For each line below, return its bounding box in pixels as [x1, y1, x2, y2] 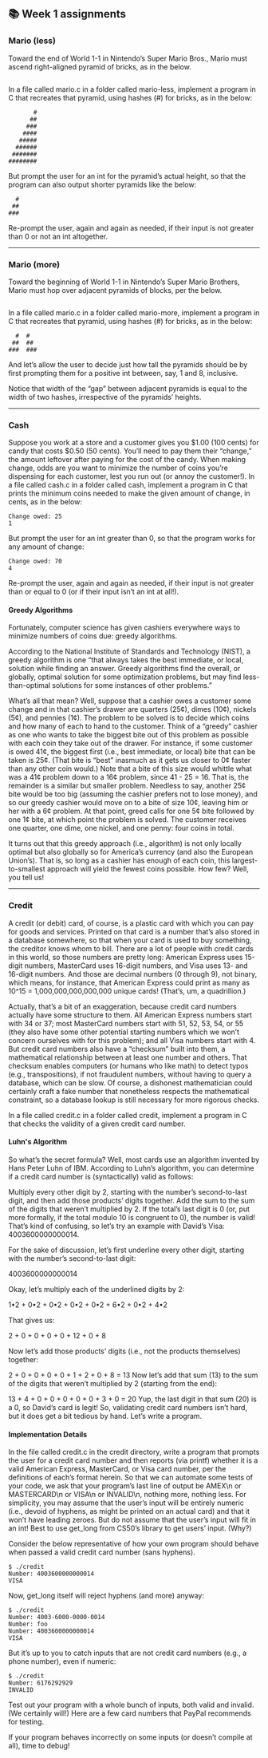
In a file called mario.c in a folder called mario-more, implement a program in [8, 307, 260, 318]
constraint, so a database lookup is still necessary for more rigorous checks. [8, 1095, 260, 1104]
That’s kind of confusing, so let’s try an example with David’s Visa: [8, 1221, 225, 1231]
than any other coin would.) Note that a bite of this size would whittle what [8, 764, 253, 773]
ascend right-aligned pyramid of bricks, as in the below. [8, 61, 191, 71]
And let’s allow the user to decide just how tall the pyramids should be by [8, 359, 248, 369]
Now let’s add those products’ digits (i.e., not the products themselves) [8, 1346, 241, 1356]
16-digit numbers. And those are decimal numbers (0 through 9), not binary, [8, 969, 258, 978]
